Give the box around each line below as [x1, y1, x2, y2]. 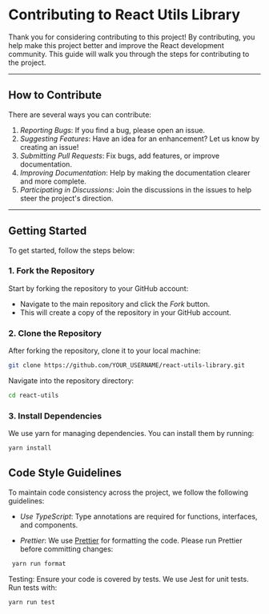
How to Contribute [8, 88, 102, 102]
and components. [19, 519, 78, 530]
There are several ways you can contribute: [8, 110, 152, 119]
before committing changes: [19, 543, 114, 554]
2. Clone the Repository [8, 327, 102, 338]
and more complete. [19, 176, 86, 186]
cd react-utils [8, 391, 59, 400]
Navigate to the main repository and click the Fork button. [19, 299, 211, 309]
